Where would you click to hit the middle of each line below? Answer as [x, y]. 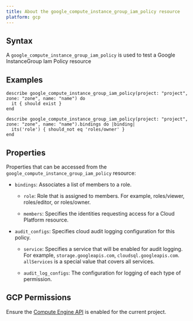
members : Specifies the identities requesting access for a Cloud [99, 213]
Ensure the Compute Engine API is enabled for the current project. [86, 312]
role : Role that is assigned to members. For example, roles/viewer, [104, 196]
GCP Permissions [39, 298]
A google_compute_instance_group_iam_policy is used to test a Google [91, 55]
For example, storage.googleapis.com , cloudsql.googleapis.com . [101, 255]
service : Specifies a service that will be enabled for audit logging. [103, 249]
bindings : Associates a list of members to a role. [73, 184]
